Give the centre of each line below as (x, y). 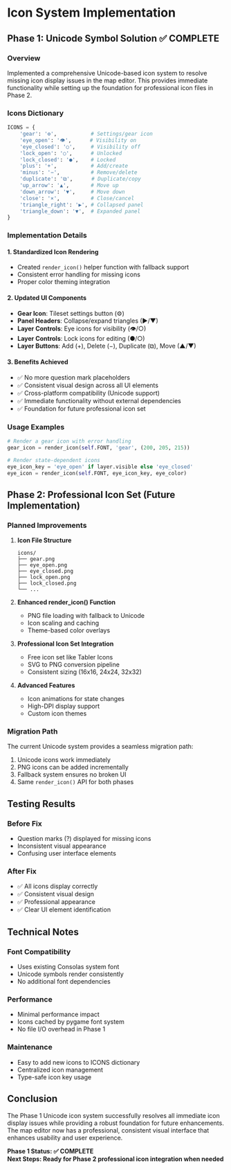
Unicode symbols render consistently (71, 974)
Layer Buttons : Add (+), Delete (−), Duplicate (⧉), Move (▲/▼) (107, 346)
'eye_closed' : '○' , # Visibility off (80, 147)
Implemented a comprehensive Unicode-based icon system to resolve (107, 73)
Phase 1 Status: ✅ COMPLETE (50, 1151)
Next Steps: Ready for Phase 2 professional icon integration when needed (115, 1159)
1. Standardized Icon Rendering (53, 251)
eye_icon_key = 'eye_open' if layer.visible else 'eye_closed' (100, 467)
